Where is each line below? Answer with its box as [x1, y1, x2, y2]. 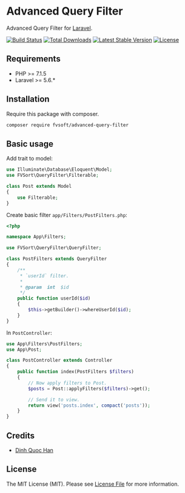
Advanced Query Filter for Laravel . [6, 24, 93, 32]
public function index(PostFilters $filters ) [17, 369, 135, 375]
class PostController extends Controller [6, 357, 113, 364]
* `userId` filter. [19, 272, 69, 279]
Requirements [6, 53, 61, 64]
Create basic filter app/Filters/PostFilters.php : [6, 211, 127, 218]
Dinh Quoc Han [15, 446, 53, 453]
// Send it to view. [28, 396, 80, 402]
